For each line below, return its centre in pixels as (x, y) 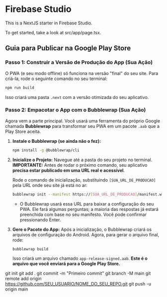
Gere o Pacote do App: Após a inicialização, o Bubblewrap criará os (82, 229)
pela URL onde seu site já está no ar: (50, 185)
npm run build (20, 88)
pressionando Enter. (40, 219)
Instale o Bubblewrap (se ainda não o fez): (56, 141)
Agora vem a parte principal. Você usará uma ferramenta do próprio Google (83, 121)
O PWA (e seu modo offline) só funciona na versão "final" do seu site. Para (82, 73)
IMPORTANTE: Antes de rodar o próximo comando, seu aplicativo (80, 165)
